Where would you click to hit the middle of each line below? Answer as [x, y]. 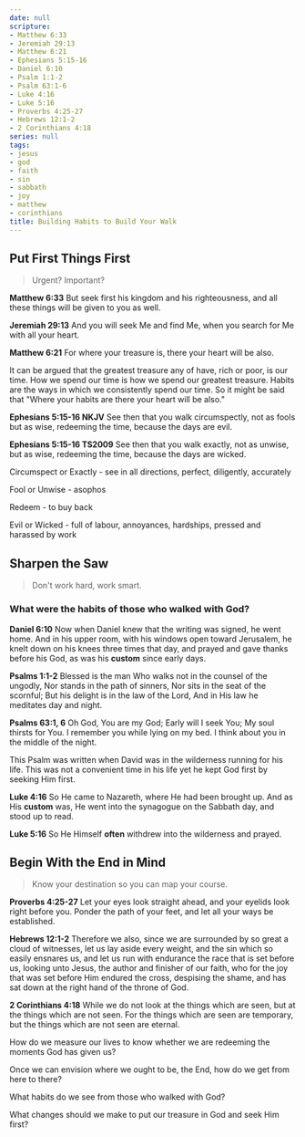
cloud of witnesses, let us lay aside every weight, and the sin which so [141, 949]
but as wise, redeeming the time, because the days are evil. [121, 427]
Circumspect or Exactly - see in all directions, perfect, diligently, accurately [150, 472]
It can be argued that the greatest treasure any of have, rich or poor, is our [149, 370]
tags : [20, 145]
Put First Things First [70, 259]
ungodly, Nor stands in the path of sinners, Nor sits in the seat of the [138, 685]
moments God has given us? [63, 1052]
